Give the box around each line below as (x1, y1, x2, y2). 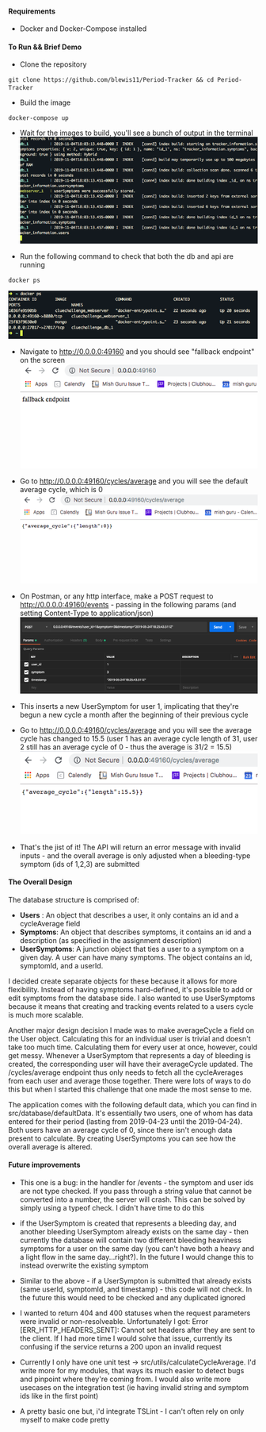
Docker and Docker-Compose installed (19, 24, 147, 33)
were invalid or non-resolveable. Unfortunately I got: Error (19, 1316, 209, 1326)
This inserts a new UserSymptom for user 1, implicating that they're (19, 701, 239, 710)
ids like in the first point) (19, 1391, 99, 1400)
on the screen (19, 355, 66, 364)
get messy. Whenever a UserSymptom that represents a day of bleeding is (8, 1050, 251, 1060)
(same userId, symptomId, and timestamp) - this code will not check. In (19, 1284, 253, 1294)
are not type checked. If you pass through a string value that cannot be (19, 1186, 252, 1195)
